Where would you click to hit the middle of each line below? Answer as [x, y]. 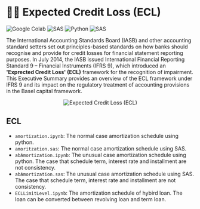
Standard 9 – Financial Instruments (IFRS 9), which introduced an [86, 66]
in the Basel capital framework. [44, 91]
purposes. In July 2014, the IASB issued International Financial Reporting [96, 59]
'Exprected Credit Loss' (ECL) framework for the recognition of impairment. [100, 72]
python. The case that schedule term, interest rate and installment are [101, 161]
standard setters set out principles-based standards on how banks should [97, 47]
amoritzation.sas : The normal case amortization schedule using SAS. [101, 148]
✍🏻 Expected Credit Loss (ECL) [84, 12]
